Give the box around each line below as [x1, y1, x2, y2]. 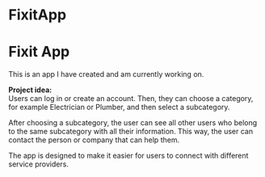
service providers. [8, 159, 69, 169]
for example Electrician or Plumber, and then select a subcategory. [8, 103, 230, 112]
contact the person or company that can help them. [8, 135, 180, 145]
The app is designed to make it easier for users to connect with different [8, 151, 249, 161]
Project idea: [8, 85, 53, 95]
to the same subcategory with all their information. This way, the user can [8, 127, 253, 137]
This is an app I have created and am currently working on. [8, 70, 204, 79]
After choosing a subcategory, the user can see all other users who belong [8, 118, 258, 128]
